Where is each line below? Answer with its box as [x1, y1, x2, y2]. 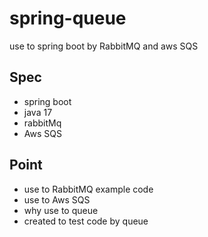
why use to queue [23, 204, 99, 216]
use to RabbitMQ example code [23, 183, 154, 195]
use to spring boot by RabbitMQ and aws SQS [9, 40, 199, 52]
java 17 [23, 106, 53, 118]
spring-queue [9, 7, 127, 30]
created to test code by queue [23, 215, 149, 227]
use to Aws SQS [23, 193, 91, 206]
